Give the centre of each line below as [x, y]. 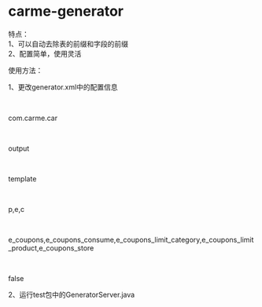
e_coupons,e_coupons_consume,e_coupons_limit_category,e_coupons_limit [131, 239]
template [22, 178]
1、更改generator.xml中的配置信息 [63, 87]
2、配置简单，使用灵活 [45, 53]
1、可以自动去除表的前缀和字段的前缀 [68, 44]
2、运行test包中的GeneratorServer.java [72, 294]
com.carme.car [33, 118]
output [19, 148]
